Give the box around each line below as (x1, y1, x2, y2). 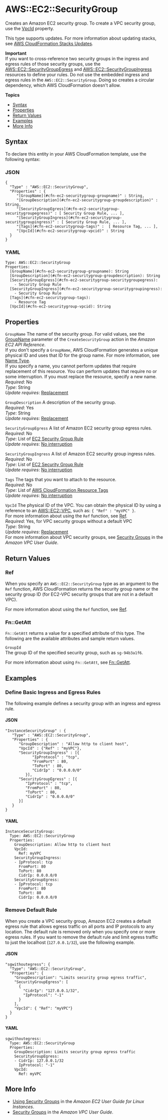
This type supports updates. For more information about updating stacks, (5, 35, 156, 41)
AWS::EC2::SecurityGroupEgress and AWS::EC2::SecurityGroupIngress (5, 66, 152, 72)
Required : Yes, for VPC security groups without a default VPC (5, 518, 132, 524)
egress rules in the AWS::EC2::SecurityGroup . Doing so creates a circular (5, 77, 154, 83)
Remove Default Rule (5, 907, 58, 914)
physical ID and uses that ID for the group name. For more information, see (5, 352, 159, 358)
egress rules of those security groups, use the (5, 61, 101, 67)
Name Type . (5, 358, 31, 364)
